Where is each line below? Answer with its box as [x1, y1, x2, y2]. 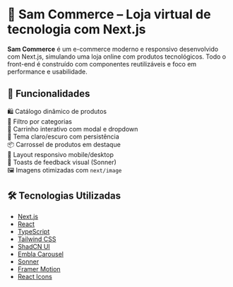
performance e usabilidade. [7, 67, 88, 76]
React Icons [17, 272, 53, 281]
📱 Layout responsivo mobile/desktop [7, 150, 114, 158]
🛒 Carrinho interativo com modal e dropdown [7, 124, 138, 133]
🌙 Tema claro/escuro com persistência [7, 132, 120, 141]
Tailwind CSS [17, 235, 56, 243]
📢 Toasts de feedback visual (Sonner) [7, 158, 116, 166]
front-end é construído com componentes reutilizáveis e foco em [7, 59, 197, 68]
